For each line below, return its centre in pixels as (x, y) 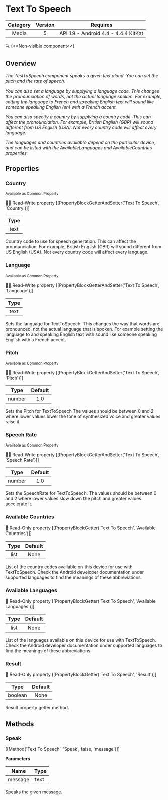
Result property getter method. (37, 708)
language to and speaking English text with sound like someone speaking (81, 334)
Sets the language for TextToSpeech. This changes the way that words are (82, 324)
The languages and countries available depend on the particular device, (80, 142)
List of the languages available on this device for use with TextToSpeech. (81, 640)
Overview (21, 64)
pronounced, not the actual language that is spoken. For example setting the (84, 329)
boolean (17, 695)
